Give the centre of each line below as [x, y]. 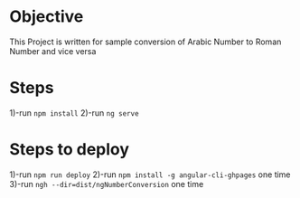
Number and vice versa [53, 51]
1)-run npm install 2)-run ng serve [74, 113]
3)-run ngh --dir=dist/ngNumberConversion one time [107, 184]
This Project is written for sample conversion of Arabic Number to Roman [145, 42]
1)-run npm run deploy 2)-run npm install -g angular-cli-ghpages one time [150, 174]
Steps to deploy [69, 150]
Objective [47, 17]
